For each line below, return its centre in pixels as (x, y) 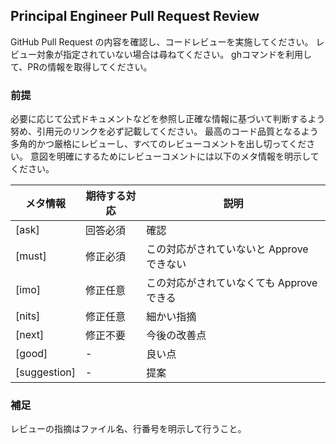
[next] (30, 335)
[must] (31, 256)
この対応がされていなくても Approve (232, 283)
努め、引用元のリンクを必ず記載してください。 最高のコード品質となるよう (164, 131)
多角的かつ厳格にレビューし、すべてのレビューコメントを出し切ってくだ (158, 144)
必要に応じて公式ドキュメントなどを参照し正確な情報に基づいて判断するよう (168, 119)
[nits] (28, 316)
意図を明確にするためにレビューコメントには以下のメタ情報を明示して (174, 156)
